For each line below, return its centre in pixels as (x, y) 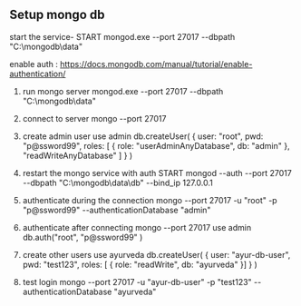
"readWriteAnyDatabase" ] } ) (78, 155)
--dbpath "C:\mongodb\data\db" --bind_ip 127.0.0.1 (117, 183)
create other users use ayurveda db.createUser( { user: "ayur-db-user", (156, 254)
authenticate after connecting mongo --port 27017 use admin (137, 227)
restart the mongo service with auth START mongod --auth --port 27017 (157, 173)
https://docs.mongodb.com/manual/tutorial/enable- (156, 64)
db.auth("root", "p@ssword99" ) (83, 237)
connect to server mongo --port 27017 (94, 118)
